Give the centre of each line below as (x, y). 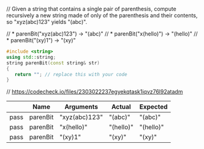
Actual (121, 107)
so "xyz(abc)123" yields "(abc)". (47, 22)
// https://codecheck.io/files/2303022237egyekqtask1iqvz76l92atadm (95, 92)
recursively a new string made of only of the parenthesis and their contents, (102, 15)
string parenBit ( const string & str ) (53, 63)
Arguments (81, 107)
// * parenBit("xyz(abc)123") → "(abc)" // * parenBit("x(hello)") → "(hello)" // (102, 34)
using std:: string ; (31, 57)
